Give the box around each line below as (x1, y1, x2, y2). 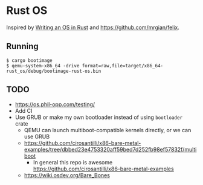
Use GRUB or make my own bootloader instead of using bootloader (14, 113, 183, 121)
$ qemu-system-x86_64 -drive (6, 62, 80, 69)
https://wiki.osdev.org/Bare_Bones (24, 171, 111, 179)
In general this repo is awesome (33, 158, 113, 166)
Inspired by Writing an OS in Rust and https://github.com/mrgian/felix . (6, 24, 180, 31)
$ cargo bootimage (6, 57, 53, 64)
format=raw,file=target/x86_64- (82, 62, 164, 69)
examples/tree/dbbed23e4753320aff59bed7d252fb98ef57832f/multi (24, 146, 197, 153)
